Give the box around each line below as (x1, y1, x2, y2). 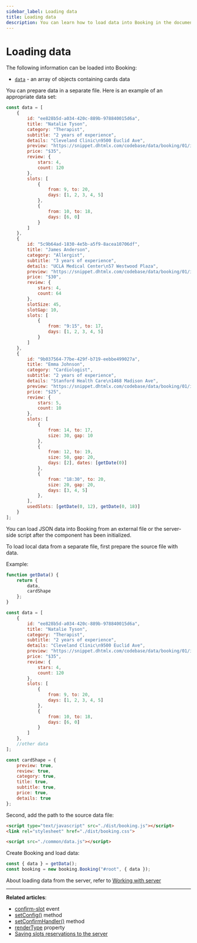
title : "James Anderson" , (27, 247, 91, 253)
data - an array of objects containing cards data (14, 76, 130, 83)
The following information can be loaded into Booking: (6, 64, 137, 71)
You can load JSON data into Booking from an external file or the (6, 525, 162, 532)
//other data (16, 741, 49, 747)
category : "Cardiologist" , (27, 367, 93, 373)
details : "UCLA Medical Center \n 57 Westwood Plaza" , (27, 263, 159, 269)
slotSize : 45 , (27, 301, 62, 307)
